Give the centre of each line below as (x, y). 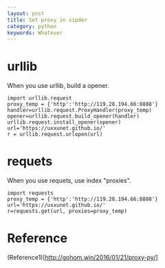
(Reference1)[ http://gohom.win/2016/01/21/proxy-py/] (82, 258)
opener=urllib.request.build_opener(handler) (73, 116)
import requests (30, 193)
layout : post (26, 13)
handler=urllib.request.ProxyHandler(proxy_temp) (80, 111)
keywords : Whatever (35, 33)
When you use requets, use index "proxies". (69, 181)
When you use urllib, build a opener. (58, 86)
